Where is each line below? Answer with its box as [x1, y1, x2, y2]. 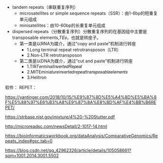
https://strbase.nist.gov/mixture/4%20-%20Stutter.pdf [5, 114, 115, 120]
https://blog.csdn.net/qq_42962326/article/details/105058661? [5, 147, 132, 153]
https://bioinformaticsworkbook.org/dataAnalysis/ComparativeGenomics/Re [5, 133, 158, 139]
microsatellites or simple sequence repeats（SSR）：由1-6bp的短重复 [19, 10, 158, 16]
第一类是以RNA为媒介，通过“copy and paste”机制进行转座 [19, 41, 136, 46]
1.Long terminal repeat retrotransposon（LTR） [26, 47, 122, 53]
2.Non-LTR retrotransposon [26, 53, 82, 58]
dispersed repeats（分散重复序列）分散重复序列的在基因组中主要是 [12, 29, 147, 34]
